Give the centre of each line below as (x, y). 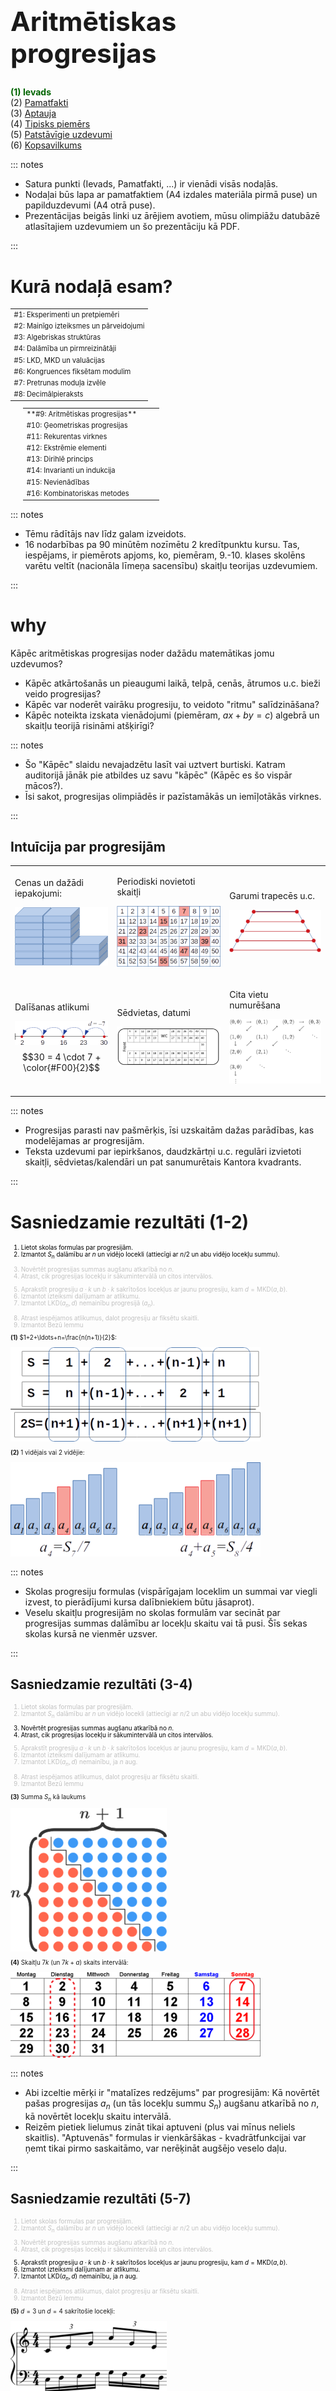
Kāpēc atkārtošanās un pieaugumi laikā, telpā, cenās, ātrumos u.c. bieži (172, 683)
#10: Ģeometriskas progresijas (77, 425)
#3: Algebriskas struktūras (57, 337)
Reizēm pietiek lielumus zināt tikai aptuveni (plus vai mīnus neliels (160, 2127)
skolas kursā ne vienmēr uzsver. (91, 1633)
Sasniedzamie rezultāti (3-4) (101, 1684)
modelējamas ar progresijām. (84, 1141)
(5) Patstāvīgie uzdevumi (61, 135)
